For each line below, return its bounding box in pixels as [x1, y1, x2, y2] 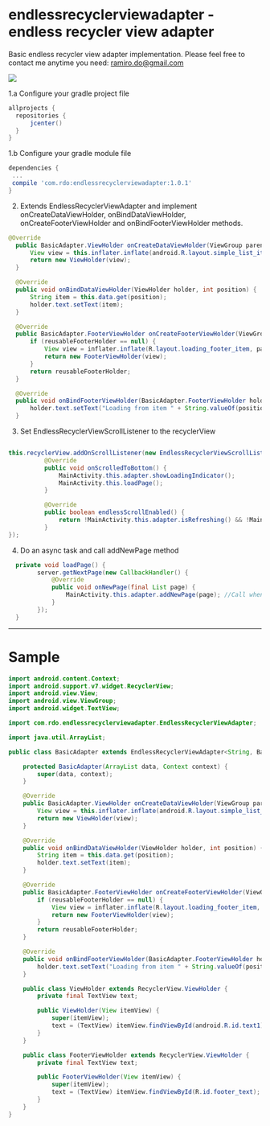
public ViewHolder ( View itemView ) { [37, 1007, 160, 1015]
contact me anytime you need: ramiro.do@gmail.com [8, 58, 184, 68]
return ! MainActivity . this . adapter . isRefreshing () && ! [59, 516, 250, 524]
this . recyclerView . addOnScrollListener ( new [8, 449, 157, 458]
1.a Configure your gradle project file [8, 88, 130, 98]
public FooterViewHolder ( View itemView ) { [37, 1073, 182, 1081]
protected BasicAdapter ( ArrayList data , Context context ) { [22, 762, 228, 771]
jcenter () [29, 119, 63, 127]
